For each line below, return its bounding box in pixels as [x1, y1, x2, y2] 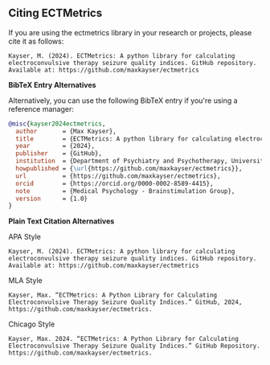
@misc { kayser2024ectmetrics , [8, 120, 106, 128]
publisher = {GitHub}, [15, 150, 103, 158]
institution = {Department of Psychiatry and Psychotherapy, [15, 157, 228, 166]
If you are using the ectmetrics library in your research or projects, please [8, 27, 252, 37]
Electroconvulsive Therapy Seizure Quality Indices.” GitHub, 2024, [8, 298, 243, 306]
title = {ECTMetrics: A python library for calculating [15, 134, 231, 143]
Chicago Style [8, 319, 55, 329]
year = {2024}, [15, 142, 95, 150]
